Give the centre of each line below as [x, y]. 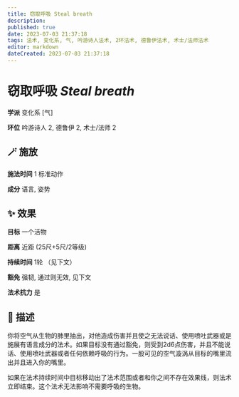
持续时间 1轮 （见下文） [42, 262]
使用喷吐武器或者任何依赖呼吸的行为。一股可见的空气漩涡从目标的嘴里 [122, 354]
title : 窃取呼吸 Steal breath [50, 14]
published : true [31, 27]
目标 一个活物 [27, 232]
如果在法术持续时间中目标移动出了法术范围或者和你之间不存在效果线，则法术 [119, 378]
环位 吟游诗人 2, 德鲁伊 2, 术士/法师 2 [62, 127]
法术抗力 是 [24, 292]
